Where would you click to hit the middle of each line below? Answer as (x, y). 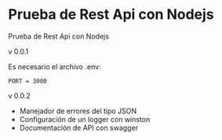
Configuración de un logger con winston (85, 119)
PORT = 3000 (27, 81)
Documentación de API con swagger (79, 127)
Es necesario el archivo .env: (55, 66)
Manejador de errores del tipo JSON (78, 111)
